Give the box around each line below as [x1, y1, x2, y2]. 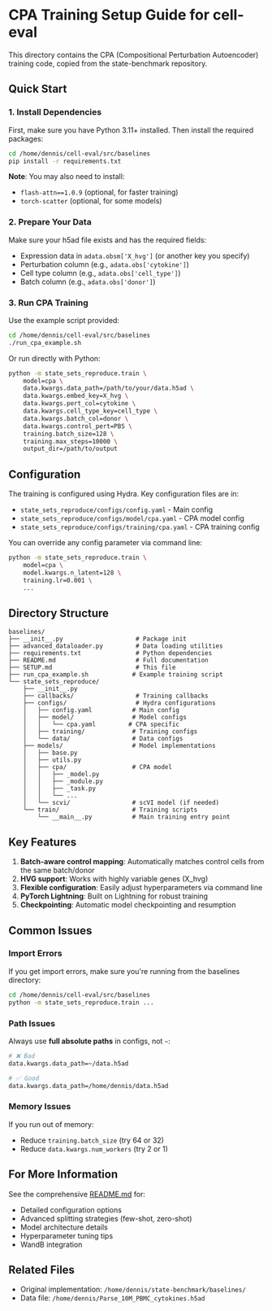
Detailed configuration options [19, 1204, 122, 1214]
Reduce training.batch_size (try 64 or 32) [19, 1135, 165, 1145]
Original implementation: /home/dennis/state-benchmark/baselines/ [19, 1284, 246, 1295]
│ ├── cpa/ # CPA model [23, 763, 173, 771]
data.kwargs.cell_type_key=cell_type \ [23, 407, 158, 416]
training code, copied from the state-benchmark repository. [8, 59, 208, 68]
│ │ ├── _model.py [23, 771, 100, 779]
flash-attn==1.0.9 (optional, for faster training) [19, 187, 179, 197]
